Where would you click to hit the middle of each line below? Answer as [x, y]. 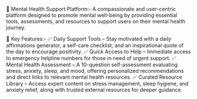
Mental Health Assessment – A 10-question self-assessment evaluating [92, 65]
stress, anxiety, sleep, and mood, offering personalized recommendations [95, 71]
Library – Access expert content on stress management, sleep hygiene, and [97, 84]
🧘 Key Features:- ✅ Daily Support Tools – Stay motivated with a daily [89, 39]
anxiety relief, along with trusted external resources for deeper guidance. [94, 90]
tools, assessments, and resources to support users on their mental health [96, 21]
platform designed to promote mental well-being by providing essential [92, 15]
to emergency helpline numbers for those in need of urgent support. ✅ [91, 58]
